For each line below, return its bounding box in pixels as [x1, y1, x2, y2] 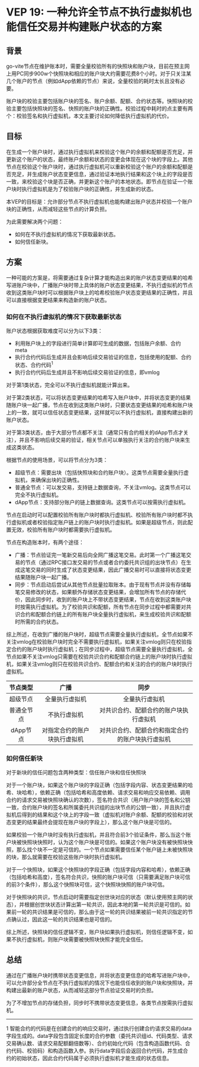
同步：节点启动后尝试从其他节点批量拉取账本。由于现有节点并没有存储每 [14, 581, 191, 588]
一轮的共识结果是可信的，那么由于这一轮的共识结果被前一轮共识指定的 [16, 908, 188, 915]
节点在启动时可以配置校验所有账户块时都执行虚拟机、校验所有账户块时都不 [6, 511, 188, 518]
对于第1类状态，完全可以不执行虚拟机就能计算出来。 [6, 381, 133, 388]
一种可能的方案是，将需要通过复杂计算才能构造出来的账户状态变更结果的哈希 [6, 274, 193, 281]
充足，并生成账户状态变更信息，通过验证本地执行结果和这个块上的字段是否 [11, 170, 193, 178]
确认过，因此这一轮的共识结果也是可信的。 [11, 916, 115, 923]
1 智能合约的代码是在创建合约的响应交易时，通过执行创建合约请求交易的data [6, 1025, 192, 1032]
